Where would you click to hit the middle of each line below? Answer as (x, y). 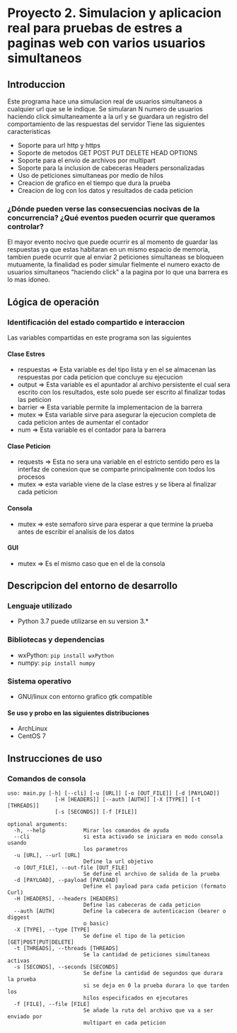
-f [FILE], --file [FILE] (52, 1004)
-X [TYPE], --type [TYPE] (52, 929)
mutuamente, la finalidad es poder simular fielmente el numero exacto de (114, 264)
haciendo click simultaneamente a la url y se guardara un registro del (108, 116)
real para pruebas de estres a (95, 28)
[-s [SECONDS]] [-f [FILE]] (96, 812)
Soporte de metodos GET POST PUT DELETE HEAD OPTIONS (108, 153)
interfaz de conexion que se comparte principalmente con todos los (116, 469)
